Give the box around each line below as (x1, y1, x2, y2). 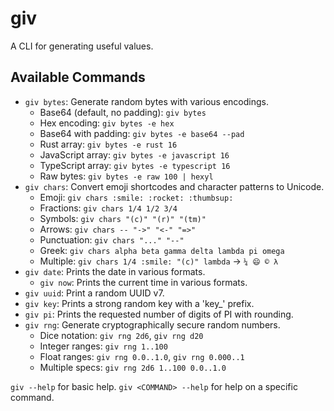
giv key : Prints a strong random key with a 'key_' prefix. (24, 297, 255, 309)
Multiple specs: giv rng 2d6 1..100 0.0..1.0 (39, 361, 227, 373)
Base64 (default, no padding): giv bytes (39, 106, 207, 118)
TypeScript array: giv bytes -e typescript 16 (39, 159, 231, 171)
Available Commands (10, 69, 146, 86)
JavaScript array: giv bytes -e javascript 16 (39, 148, 230, 161)
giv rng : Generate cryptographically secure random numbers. (24, 318, 281, 331)
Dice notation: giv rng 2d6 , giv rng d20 (39, 329, 204, 341)
